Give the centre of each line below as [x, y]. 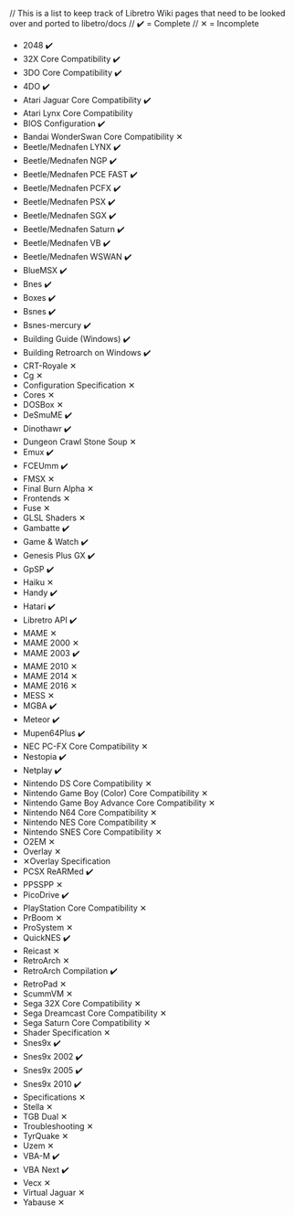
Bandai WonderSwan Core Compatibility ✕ [103, 137]
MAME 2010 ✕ [50, 666]
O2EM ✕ [39, 842]
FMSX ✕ [38, 479]
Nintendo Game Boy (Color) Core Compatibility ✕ [115, 793]
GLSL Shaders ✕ [54, 517]
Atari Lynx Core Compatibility [78, 113]
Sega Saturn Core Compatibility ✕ [87, 1023]
